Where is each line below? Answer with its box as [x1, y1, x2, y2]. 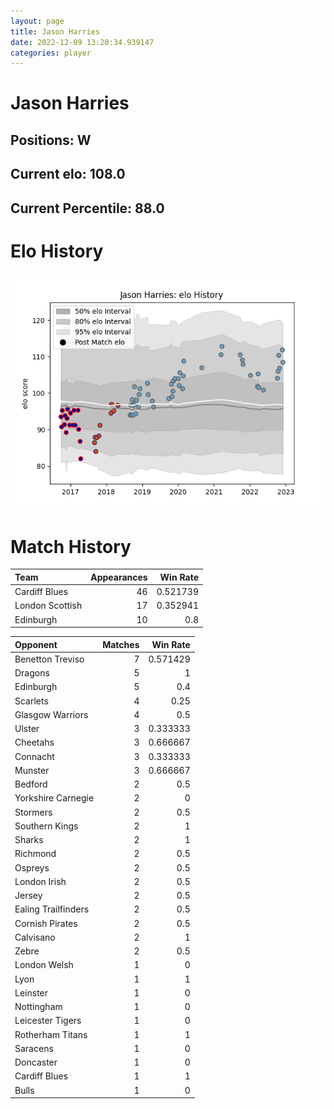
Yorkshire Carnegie [14, 792, 95, 804]
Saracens [14, 1042, 54, 1054]
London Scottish [14, 600, 83, 612]
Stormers [14, 806, 53, 818]
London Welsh [14, 959, 74, 971]
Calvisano [14, 931, 56, 943]
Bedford [14, 778, 48, 790]
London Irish [14, 875, 67, 887]
